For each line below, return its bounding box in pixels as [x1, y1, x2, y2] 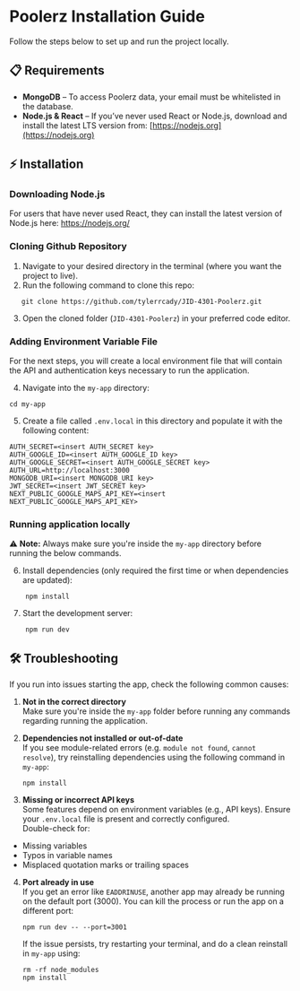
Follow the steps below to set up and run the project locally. [9, 36, 229, 47]
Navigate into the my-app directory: [21, 383, 150, 394]
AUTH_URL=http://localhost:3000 [9, 466, 130, 475]
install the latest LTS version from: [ [21, 119, 153, 131]
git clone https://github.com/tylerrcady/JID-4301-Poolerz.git [21, 297, 262, 306]
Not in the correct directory [21, 697, 127, 708]
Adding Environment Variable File [9, 335, 159, 347]
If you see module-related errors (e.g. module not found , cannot [21, 743, 257, 753]
